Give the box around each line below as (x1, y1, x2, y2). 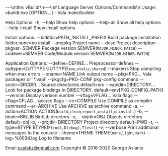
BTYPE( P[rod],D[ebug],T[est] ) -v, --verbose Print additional (32, 124, 159, 130)
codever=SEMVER (5, 50, 44, 56)
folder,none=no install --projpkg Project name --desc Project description (5, 40, 156, 46)
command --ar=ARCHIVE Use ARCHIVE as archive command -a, (5, 103, 139, 109)
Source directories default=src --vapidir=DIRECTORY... (41, 82, 155, 88)
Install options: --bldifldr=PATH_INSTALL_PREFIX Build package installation (5, 35, 161, 40)
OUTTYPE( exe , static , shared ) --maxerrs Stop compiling (46, 65, 161, 71)
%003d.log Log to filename (14, 135, 71, 141)
